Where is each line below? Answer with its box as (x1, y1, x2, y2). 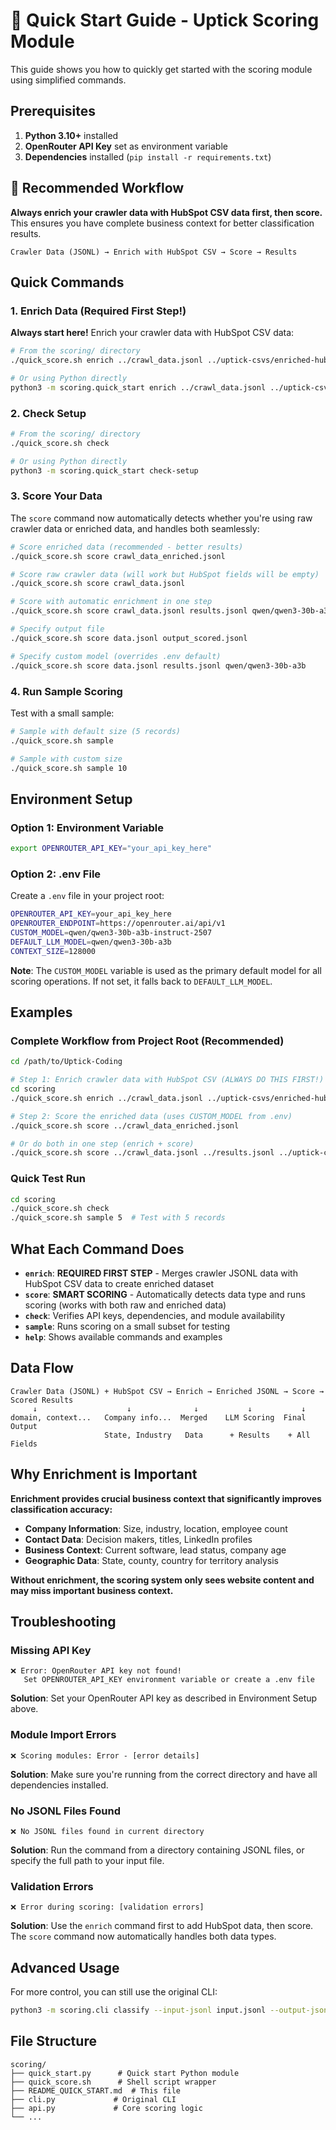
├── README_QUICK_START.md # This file (10, 2085, 182, 2096)
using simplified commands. (10, 74, 127, 86)
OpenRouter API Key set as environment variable (24, 140, 228, 152)
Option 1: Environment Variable (10, 820, 165, 834)
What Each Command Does (10, 1240, 185, 1258)
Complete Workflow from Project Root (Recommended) (10, 1034, 285, 1048)
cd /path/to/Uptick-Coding (10, 1057, 123, 1067)
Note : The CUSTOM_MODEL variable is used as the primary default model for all (10, 964, 322, 976)
